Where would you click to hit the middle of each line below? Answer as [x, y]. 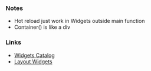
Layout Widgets [33, 61]
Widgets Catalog [35, 55]
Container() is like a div [42, 27]
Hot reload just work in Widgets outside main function [79, 21]
